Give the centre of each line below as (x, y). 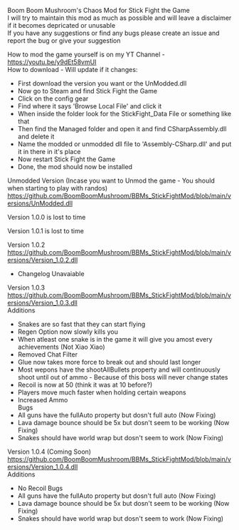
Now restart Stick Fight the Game (67, 159)
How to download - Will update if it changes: (73, 70)
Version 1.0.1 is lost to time (46, 231)
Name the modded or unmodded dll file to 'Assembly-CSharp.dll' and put (124, 144)
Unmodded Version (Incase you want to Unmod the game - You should (111, 180)
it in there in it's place (49, 152)
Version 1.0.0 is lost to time (47, 217)
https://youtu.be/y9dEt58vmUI (52, 62)
